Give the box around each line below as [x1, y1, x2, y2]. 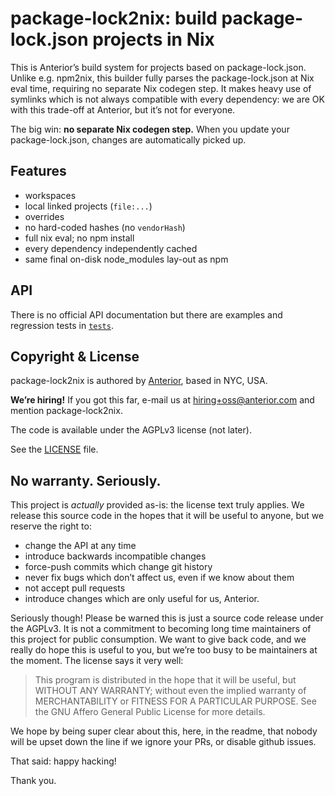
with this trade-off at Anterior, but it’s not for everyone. [10, 103, 236, 116]
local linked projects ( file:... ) [24, 200, 153, 212]
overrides [24, 210, 65, 222]
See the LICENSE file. [10, 443, 99, 456]
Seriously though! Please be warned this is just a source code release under [10, 612, 324, 624]
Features [10, 163, 67, 180]
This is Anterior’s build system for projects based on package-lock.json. [10, 61, 307, 73]
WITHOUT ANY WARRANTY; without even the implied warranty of [34, 685, 307, 697]
